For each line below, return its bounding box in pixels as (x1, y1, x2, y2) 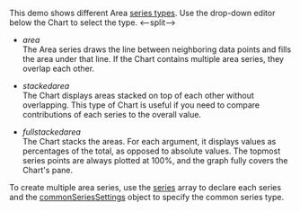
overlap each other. (22, 63, 95, 74)
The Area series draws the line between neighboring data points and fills (22, 44, 292, 55)
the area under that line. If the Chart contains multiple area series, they (22, 54, 285, 64)
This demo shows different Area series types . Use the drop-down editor (9, 8, 276, 18)
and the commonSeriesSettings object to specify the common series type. (9, 192, 285, 202)
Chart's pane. (22, 165, 74, 175)
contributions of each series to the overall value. (22, 110, 202, 119)
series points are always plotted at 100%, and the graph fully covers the (22, 155, 288, 165)
